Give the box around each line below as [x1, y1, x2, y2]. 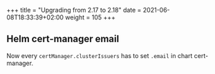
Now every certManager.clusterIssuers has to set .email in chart [6, 51, 193, 59]
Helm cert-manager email [6, 33, 120, 45]
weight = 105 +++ [64, 13, 115, 21]
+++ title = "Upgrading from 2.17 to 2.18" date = [6, 6, 142, 14]
